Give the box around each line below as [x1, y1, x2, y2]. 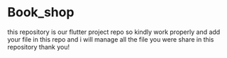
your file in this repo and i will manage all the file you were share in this [7, 35, 214, 43]
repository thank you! [7, 42, 70, 51]
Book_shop [7, 4, 74, 21]
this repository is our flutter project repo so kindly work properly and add [7, 28, 221, 36]
